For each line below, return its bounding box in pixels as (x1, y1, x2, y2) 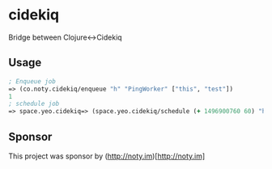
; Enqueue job (8, 77, 57, 86)
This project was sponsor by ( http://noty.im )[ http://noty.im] (8, 151, 206, 161)
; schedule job (8, 99, 60, 108)
